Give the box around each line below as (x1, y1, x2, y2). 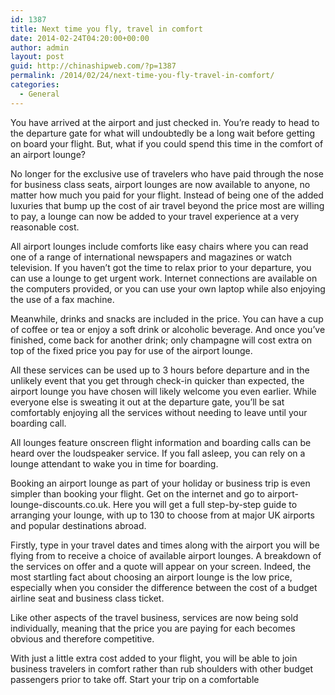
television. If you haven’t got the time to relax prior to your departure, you (10, 261, 312, 273)
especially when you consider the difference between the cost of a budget (10, 581, 318, 593)
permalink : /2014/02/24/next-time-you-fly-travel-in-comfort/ (10, 71, 275, 81)
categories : (10, 80, 60, 90)
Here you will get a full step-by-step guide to (113, 498, 298, 510)
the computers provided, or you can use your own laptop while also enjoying (10, 282, 326, 295)
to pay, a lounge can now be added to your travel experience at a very (10, 210, 300, 222)
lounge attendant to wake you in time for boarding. (10, 457, 219, 470)
